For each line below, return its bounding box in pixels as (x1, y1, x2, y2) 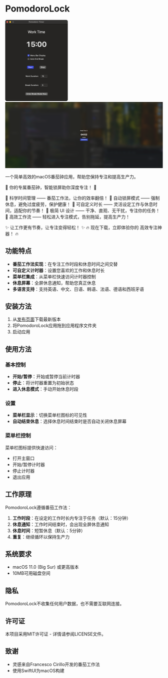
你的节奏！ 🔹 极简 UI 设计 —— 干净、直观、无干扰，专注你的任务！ (22, 207, 160, 213)
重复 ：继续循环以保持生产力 (12, 534, 70, 540)
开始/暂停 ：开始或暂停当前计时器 (12, 374, 80, 380)
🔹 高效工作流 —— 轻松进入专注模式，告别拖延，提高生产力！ (5, 213, 130, 219)
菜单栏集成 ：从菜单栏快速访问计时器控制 (12, 274, 96, 280)
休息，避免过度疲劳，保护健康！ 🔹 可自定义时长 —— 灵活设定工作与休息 (5, 201, 153, 207)
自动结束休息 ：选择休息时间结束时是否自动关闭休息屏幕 (12, 418, 126, 424)
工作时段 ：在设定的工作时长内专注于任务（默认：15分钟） (12, 515, 131, 521)
